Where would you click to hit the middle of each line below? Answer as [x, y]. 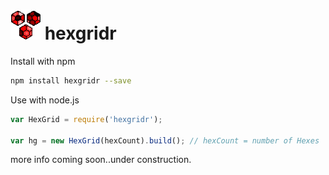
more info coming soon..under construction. [101, 160]
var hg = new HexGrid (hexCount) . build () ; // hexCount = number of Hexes [165, 140]
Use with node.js [45, 100]
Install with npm [43, 61]
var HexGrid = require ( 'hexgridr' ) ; [86, 119]
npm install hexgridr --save [71, 80]
